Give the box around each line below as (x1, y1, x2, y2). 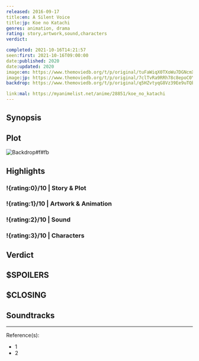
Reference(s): (6, 332, 40, 339)
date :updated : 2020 (6, 64, 54, 69)
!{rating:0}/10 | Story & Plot (6, 183, 86, 192)
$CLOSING (6, 290, 47, 300)
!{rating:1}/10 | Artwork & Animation (6, 199, 113, 208)
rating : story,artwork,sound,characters (6, 31, 108, 37)
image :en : (6, 69, 31, 75)
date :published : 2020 (6, 58, 60, 64)
